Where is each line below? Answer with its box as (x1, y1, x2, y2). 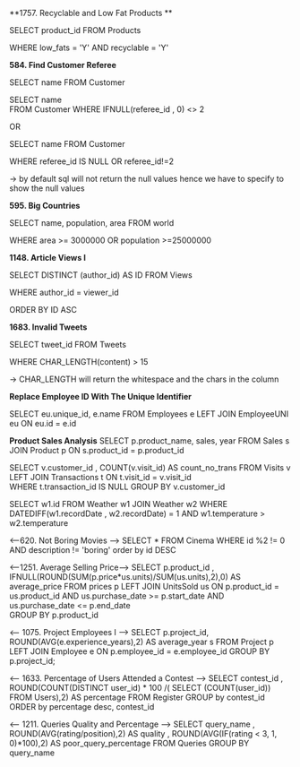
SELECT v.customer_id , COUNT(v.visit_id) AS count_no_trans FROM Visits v (9, 462, 291, 473)
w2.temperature (9, 518, 69, 528)
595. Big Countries (9, 201, 81, 211)
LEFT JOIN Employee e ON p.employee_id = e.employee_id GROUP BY (9, 646, 270, 657)
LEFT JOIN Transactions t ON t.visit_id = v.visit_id (9, 472, 192, 482)
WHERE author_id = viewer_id (9, 287, 119, 297)
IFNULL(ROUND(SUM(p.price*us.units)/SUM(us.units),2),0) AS (9, 572, 242, 582)
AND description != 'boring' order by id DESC (9, 545, 176, 555)
